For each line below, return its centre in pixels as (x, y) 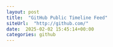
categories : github (31, 35)
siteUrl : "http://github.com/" (47, 23)
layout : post (23, 12)
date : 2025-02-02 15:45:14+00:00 (50, 29)
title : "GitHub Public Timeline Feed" (57, 18)
